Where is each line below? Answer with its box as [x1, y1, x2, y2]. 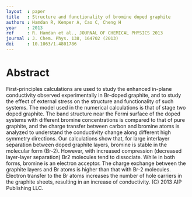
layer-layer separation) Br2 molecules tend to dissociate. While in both [6, 153, 175, 160]
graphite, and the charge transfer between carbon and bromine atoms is [6, 122, 180, 129]
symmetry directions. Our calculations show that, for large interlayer [6, 135, 170, 142]
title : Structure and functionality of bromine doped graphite [6, 14, 171, 20]
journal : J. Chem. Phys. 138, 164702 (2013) [6, 36, 118, 41]
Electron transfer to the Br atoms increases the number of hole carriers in [6, 172, 182, 179]
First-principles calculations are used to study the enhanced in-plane [6, 85, 172, 92]
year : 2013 [6, 24, 43, 31]
